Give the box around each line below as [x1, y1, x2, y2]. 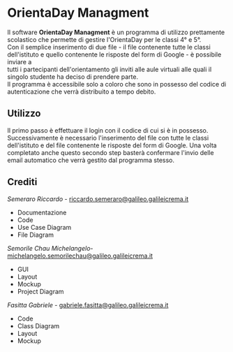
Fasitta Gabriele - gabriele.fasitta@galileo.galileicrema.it [7, 300, 169, 309]
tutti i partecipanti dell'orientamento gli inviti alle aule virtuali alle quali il [7, 65, 212, 73]
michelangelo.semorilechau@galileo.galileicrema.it [7, 251, 153, 260]
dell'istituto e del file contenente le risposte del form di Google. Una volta [7, 141, 218, 149]
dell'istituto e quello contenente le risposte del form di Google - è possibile [7, 50, 222, 59]
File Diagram [17, 230, 54, 239]
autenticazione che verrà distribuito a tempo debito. [7, 87, 156, 96]
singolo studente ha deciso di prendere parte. [7, 72, 138, 81]
